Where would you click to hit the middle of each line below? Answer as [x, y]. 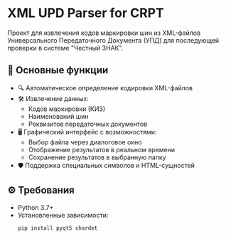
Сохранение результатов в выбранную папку [97, 157]
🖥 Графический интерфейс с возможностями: [87, 132]
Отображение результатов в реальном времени [102, 149]
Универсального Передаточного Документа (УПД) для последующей [113, 40]
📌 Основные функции [58, 70]
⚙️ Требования [41, 190]
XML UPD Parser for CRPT [86, 13]
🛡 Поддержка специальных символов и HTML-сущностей [106, 165]
